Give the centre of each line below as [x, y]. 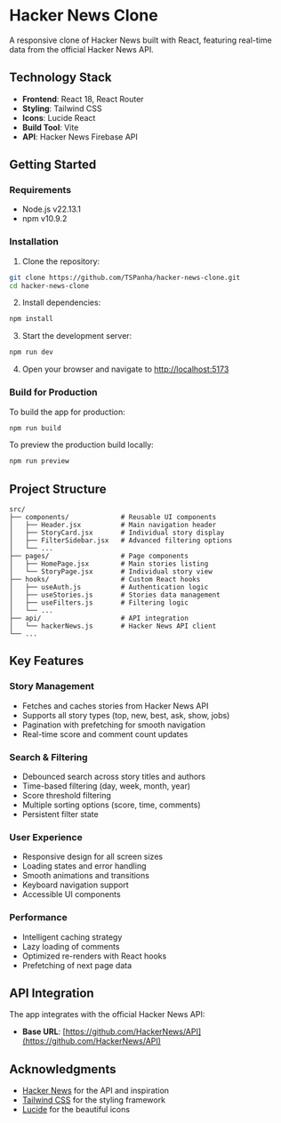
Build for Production [53, 392]
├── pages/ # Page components [99, 557]
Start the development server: [77, 336]
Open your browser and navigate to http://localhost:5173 [125, 369]
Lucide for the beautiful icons [76, 1110]
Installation [34, 242]
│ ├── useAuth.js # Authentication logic [109, 588]
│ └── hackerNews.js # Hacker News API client [113, 626]
